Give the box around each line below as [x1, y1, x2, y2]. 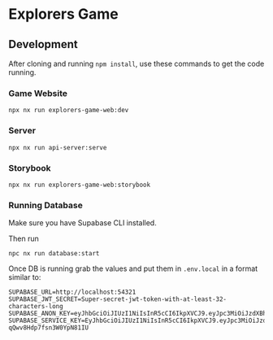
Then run [8, 233, 39, 244]
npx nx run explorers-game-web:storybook [8, 181, 151, 189]
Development [8, 37, 79, 51]
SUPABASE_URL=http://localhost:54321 [8, 288, 136, 297]
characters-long [8, 303, 63, 311]
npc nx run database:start [8, 250, 100, 258]
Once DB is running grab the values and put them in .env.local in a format [8, 264, 258, 273]
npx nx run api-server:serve [8, 143, 107, 151]
